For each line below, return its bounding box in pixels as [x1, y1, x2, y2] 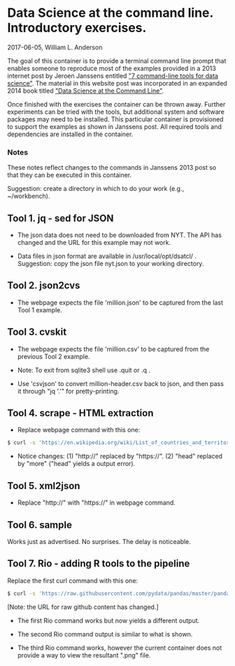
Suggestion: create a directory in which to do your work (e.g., [7, 185, 185, 193]
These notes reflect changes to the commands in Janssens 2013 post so [7, 164, 217, 172]
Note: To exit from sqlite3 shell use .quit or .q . [17, 366, 151, 374]
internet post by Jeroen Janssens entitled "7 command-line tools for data [7, 72, 219, 80]
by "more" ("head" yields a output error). [17, 460, 136, 468]
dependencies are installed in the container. [7, 130, 134, 138]
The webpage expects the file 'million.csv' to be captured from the [17, 345, 210, 353]
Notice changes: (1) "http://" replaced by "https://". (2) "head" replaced [17, 452, 222, 460]
